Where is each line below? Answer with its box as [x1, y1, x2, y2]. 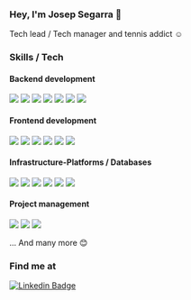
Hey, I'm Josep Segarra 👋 [9, 8, 122, 21]
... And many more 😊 [9, 238, 88, 249]
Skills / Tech [9, 51, 64, 64]
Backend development [9, 73, 96, 84]
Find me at [9, 259, 57, 272]
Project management [9, 198, 90, 210]
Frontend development [9, 115, 97, 126]
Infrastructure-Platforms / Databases [9, 157, 152, 168]
